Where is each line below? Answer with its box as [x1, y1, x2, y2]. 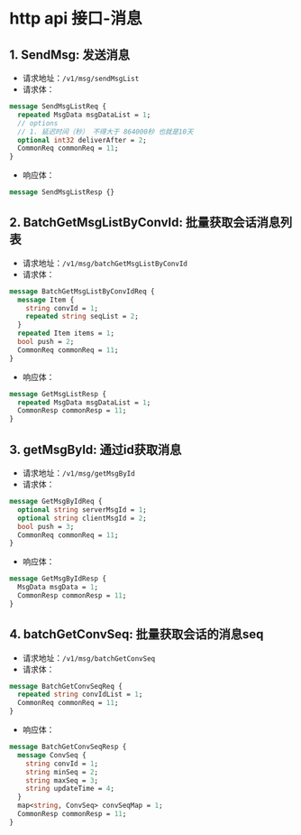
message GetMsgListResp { [9, 389, 106, 398]
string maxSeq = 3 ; [25, 775, 99, 785]
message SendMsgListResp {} [9, 188, 115, 197]
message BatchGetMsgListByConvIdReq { [9, 286, 155, 296]
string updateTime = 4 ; [25, 784, 115, 793]
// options [17, 118, 59, 127]
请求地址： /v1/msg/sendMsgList [22, 73, 140, 83]
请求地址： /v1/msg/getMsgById [22, 468, 135, 478]
